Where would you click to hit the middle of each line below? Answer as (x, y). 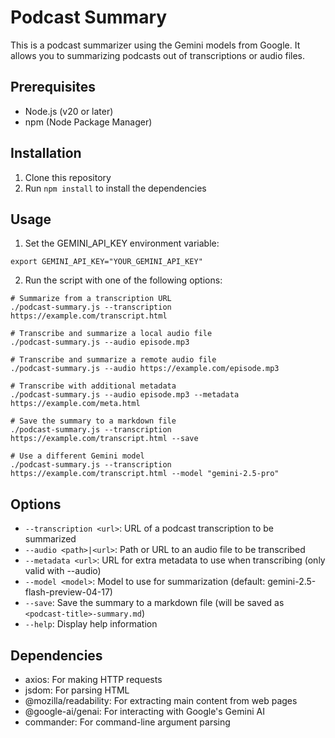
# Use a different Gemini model (77, 456)
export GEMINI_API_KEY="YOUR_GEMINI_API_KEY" (106, 262)
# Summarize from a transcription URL (91, 299)
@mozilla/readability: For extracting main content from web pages (161, 700)
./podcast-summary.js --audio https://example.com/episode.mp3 (145, 369)
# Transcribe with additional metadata (93, 386)
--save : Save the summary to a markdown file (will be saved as (154, 603)
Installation (46, 153)
